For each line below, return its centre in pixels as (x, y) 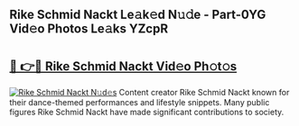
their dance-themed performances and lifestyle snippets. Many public (140, 102)
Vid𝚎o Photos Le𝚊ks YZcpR (89, 29)
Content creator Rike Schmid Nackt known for (204, 92)
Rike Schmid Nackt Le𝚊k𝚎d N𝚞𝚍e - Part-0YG (138, 15)
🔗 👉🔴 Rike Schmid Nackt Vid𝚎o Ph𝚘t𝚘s (123, 66)
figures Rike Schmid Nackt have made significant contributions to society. (147, 112)
